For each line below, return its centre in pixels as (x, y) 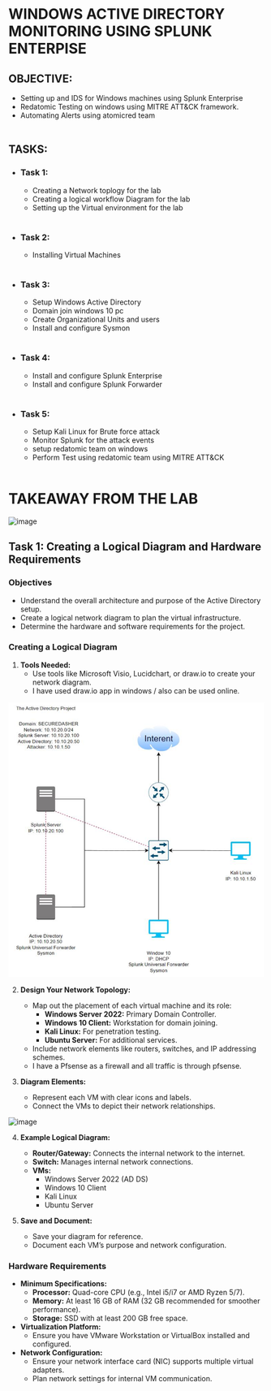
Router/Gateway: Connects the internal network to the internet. (139, 1153)
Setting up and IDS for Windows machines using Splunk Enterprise (131, 98)
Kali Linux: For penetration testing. (102, 1031)
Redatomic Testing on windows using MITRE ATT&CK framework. (129, 107)
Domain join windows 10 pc (78, 311)
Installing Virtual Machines (77, 255)
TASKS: (28, 150)
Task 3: (35, 284)
